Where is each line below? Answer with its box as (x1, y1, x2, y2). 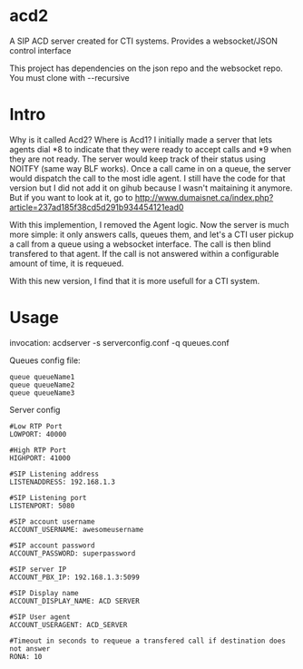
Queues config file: (9, 355, 81, 366)
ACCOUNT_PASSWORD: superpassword (9, 548, 136, 558)
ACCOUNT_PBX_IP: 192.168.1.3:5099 (9, 573, 141, 582)
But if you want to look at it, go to (9, 192, 133, 202)
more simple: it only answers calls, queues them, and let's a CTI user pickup (9, 229, 295, 240)
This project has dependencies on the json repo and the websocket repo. (9, 63, 283, 74)
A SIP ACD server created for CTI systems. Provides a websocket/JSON (9, 35, 279, 46)
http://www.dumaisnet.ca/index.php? (134, 192, 274, 202)
